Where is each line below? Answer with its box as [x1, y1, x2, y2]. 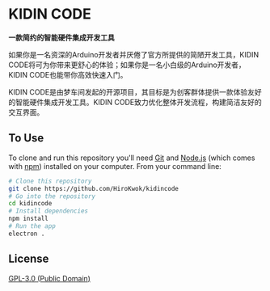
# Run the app [8, 222, 57, 230]
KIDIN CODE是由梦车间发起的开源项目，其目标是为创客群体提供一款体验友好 [8, 86, 262, 97]
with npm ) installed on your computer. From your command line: [8, 161, 222, 171]
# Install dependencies [8, 207, 89, 215]
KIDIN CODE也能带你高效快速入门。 [8, 70, 128, 79]
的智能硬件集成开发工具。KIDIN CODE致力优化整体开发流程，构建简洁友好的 [8, 97, 262, 107]
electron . [8, 230, 45, 238]
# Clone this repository [8, 177, 92, 185]
